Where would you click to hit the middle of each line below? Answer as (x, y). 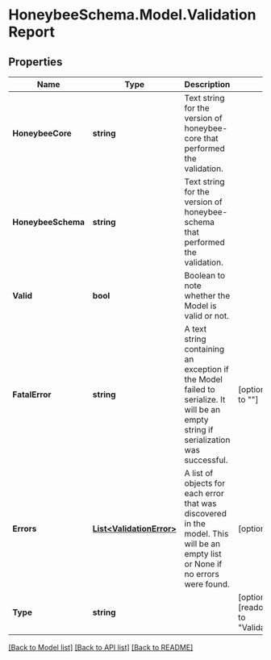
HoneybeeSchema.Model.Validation (132, 15)
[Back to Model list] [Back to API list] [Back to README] (101, 647)
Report (31, 32)
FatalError (32, 395)
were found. (207, 584)
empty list (203, 554)
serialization (207, 440)
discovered (206, 514)
